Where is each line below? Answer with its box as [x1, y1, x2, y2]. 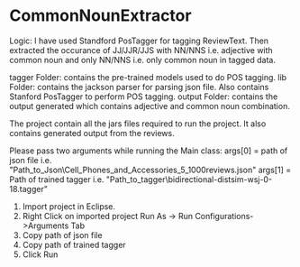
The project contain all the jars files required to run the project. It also [9, 118, 267, 129]
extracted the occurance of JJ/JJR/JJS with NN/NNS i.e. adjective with [9, 44, 273, 55]
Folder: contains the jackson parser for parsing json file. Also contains [9, 81, 269, 92]
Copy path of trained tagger [22, 239, 126, 250]
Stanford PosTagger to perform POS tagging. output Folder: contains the [9, 91, 278, 102]
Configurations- [195, 210, 254, 221]
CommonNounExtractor [9, 5, 192, 26]
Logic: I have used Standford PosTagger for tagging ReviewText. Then [9, 35, 268, 46]
